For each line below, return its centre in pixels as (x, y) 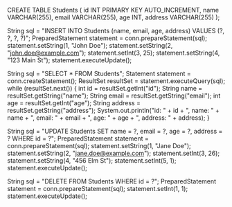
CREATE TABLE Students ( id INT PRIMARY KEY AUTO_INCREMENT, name (113, 10)
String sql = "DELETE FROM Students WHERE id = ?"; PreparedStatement (112, 181)
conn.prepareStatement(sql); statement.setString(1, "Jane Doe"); (99, 146)
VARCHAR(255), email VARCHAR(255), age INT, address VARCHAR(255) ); (114, 17)
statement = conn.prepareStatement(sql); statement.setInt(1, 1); (98, 189)
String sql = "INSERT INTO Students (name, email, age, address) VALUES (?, (116, 31)
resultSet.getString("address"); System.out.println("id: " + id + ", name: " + (113, 110)
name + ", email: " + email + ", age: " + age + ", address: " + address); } (108, 118)
